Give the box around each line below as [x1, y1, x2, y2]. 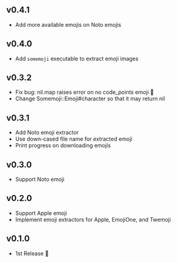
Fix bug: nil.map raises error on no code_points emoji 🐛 [15, 88, 154, 96]
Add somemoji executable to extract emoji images [15, 55, 139, 62]
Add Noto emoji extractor [15, 129, 79, 136]
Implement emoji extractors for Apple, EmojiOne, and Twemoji [15, 216, 171, 223]
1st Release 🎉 [15, 250, 49, 257]
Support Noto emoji [15, 176, 65, 183]
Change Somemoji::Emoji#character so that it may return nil [15, 95, 165, 102]
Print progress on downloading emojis [15, 142, 111, 149]
